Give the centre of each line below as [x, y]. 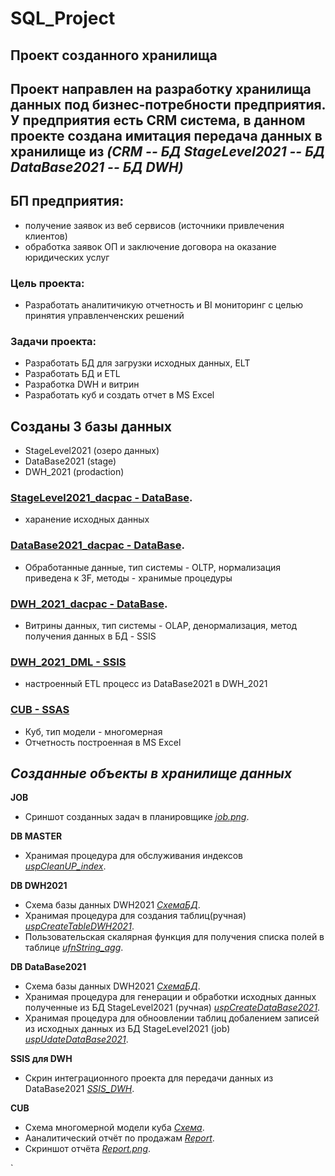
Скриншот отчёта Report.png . [88, 1149]
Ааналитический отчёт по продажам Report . [119, 1138]
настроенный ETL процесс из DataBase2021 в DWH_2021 [146, 684]
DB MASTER [36, 836]
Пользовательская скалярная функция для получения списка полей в [174, 937]
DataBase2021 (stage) [70, 461]
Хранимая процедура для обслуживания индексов [133, 856]
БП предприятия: [67, 201]
